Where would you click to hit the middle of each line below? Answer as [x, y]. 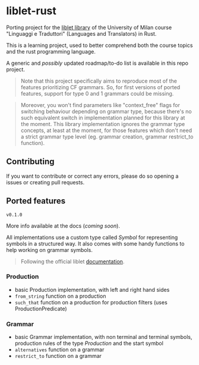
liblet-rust [31, 11]
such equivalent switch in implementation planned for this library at [103, 118]
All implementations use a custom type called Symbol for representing [92, 237]
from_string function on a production [60, 296]
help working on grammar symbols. [50, 250]
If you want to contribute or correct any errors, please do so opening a [92, 176]
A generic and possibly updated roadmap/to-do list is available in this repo [97, 63]
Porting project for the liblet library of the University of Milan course [89, 27]
